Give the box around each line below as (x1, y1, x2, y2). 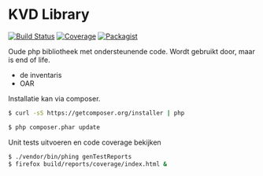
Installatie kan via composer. (8, 93, 101, 103)
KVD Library (8, 5, 90, 24)
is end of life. (8, 55, 50, 64)
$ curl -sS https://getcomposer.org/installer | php (8, 108, 185, 117)
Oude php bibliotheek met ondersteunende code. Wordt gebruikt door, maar (8, 46, 256, 56)
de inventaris (19, 70, 62, 79)
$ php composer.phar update (8, 123, 101, 131)
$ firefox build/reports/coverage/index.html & (8, 159, 168, 168)
